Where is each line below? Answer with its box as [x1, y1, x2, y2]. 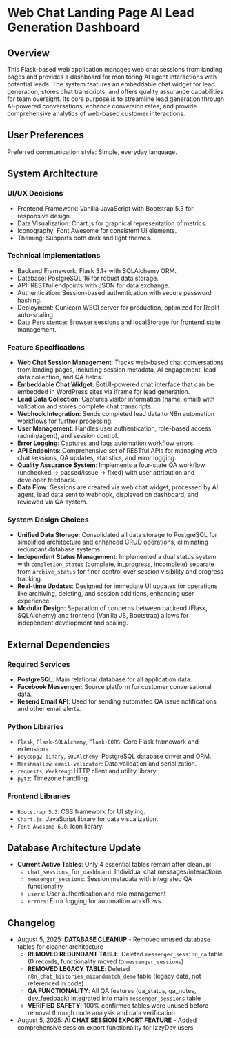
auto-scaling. [17, 310, 55, 319]
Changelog [7, 917, 56, 929]
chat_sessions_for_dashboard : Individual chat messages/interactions [27, 867, 223, 876]
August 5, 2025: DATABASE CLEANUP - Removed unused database [17, 935, 211, 944]
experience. [17, 596, 52, 605]
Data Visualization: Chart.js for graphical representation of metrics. [17, 219, 208, 227]
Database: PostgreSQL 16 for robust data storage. [17, 274, 159, 282]
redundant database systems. [17, 545, 102, 554]
